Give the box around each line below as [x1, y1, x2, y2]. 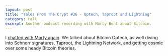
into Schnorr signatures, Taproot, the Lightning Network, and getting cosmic [5, 40, 163, 46]
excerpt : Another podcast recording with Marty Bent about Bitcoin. [5, 21, 152, 26]
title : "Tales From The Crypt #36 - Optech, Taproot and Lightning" [5, 12, 152, 17]
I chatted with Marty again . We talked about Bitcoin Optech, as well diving [5, 35, 158, 41]
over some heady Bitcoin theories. [5, 45, 76, 51]
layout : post [5, 7, 33, 12]
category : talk [5, 16, 37, 21]
